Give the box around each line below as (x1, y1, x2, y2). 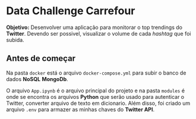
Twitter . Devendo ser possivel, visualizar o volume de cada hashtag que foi (6, 30, 191, 37)
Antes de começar (6, 53, 76, 63)
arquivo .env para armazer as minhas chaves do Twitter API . (6, 105, 155, 113)
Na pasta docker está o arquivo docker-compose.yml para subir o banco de (6, 69, 186, 76)
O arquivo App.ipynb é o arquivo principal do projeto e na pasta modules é (6, 87, 185, 94)
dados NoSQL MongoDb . (6, 75, 68, 82)
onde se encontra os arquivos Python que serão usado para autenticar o (6, 93, 185, 100)
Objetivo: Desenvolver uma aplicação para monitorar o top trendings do (6, 24, 183, 31)
